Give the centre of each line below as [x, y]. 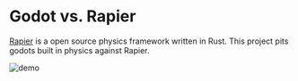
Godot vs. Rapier [73, 16]
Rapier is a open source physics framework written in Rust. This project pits [149, 41]
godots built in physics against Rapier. [79, 50]
